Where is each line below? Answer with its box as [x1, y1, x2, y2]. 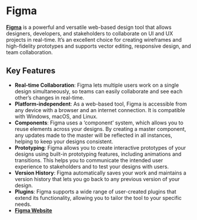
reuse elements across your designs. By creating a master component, [14, 125, 186, 132]
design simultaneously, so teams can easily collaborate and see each [14, 87, 183, 95]
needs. [14, 201, 32, 208]
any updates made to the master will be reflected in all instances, [14, 132, 172, 139]
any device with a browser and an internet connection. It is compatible [14, 106, 185, 113]
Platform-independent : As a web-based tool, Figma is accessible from [14, 100, 187, 107]
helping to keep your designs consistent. [14, 137, 113, 145]
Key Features [6, 66, 56, 76]
